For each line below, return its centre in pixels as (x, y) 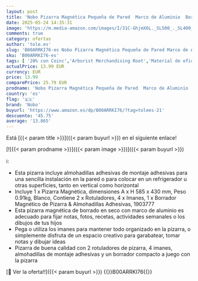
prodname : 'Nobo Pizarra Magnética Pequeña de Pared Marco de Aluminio (97, 88)
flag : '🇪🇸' (21, 99)
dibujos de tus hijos (38, 223)
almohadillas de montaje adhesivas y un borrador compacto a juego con (102, 254)
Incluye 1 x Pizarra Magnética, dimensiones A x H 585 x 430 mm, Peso (100, 191)
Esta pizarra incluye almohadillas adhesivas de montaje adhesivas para (101, 173)
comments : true (25, 34)
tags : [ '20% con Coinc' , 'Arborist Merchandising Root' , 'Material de (93, 61)
